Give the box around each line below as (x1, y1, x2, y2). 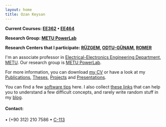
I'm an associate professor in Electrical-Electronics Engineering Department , (5, 54, 162, 60)
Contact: (5, 106, 24, 112)
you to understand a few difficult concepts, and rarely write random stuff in (5, 89, 159, 95)
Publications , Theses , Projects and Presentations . (5, 74, 107, 80)
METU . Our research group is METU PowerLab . (5, 59, 102, 65)
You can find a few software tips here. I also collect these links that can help (5, 84, 161, 89)
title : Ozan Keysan (5, 12, 46, 17)
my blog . (5, 94, 23, 100)
